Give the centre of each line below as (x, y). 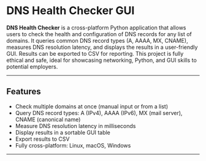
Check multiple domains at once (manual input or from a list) (92, 106)
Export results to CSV (42, 139)
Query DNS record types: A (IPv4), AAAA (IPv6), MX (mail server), (99, 113)
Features (24, 92)
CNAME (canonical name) (48, 119)
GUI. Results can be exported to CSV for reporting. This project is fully (95, 53)
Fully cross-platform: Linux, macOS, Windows (73, 145)
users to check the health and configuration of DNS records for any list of (99, 34)
